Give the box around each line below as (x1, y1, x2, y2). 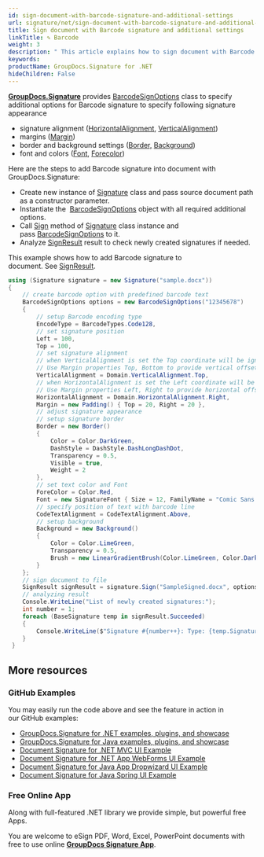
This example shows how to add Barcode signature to (8, 252, 182, 262)
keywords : (8, 56, 41, 64)
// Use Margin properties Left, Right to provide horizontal (36, 386, 241, 394)
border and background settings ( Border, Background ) (19, 140, 196, 149)
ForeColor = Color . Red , (36, 488, 114, 496)
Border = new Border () (36, 422, 111, 431)
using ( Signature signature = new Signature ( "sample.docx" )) (8, 276, 213, 284)
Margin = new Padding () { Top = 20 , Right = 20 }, (36, 400, 206, 409)
